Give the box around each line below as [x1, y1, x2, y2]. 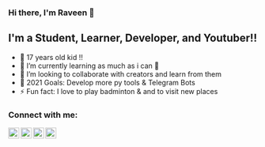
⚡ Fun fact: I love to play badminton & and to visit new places [19, 86, 218, 96]
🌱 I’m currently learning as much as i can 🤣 [19, 61, 160, 70]
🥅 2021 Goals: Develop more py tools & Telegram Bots [19, 77, 195, 87]
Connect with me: [8, 109, 78, 120]
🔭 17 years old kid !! [19, 52, 83, 62]
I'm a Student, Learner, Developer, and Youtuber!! [8, 32, 257, 45]
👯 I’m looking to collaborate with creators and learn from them [19, 69, 222, 78]
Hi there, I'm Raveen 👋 [8, 7, 95, 18]
